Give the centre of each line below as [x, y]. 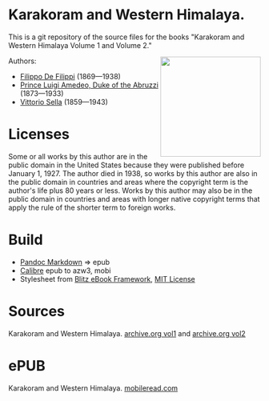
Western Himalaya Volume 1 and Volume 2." [80, 45]
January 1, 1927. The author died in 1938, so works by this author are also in [133, 173]
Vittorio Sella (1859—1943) [64, 102]
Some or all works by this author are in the [78, 156]
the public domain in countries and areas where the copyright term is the [128, 182]
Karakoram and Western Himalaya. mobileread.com [93, 388]
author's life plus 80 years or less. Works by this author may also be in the [130, 190]
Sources [37, 311]
